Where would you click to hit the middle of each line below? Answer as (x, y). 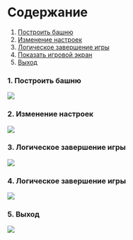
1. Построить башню (44, 80)
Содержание (48, 12)
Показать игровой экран (55, 55)
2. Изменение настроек (51, 114)
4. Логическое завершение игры (66, 180)
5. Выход (24, 214)
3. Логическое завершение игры (66, 148)
